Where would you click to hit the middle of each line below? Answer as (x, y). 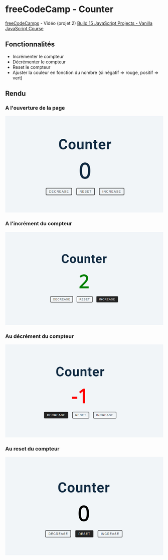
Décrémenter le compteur (39, 62)
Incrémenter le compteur (38, 56)
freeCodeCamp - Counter (59, 9)
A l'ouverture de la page (35, 108)
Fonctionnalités (30, 44)
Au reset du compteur (32, 448)
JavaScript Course (24, 28)
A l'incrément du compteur (39, 224)
